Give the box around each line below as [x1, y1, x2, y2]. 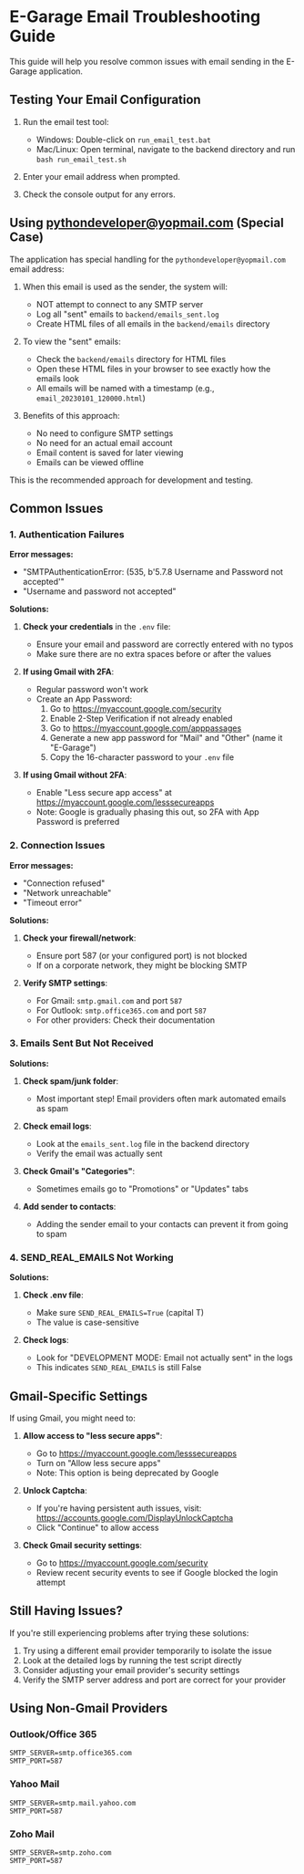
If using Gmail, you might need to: [9, 1412, 137, 1423]
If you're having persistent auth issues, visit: [35, 1503, 202, 1514]
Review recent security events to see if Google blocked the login [35, 1567, 279, 1577]
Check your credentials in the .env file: [22, 621, 171, 632]
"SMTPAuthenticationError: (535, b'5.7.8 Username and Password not [22, 567, 284, 578]
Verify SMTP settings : [22, 977, 108, 988]
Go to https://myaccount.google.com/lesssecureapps [35, 1448, 238, 1459]
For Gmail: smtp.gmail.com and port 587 [35, 994, 183, 1005]
